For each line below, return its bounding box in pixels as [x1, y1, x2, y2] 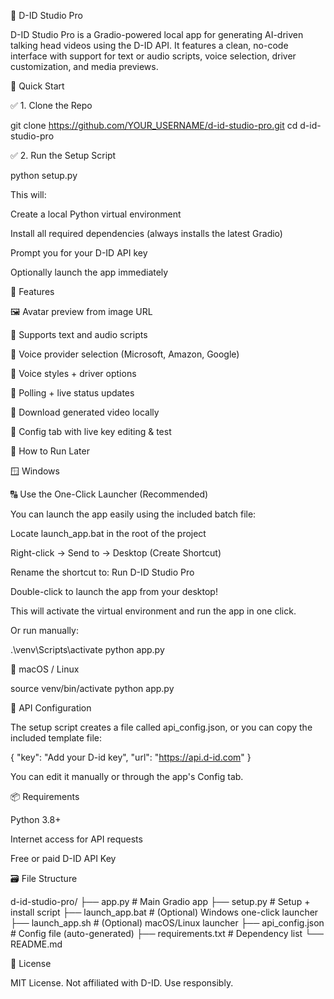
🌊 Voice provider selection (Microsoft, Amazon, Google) [10, 348, 240, 360]
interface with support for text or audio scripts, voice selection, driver [10, 50, 297, 62]
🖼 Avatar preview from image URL [10, 306, 153, 317]
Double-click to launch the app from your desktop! [10, 586, 218, 597]
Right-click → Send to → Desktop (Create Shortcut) [10, 547, 222, 559]
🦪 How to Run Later [10, 445, 90, 457]
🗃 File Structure [10, 873, 78, 884]
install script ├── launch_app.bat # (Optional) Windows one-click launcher [10, 906, 319, 918]
